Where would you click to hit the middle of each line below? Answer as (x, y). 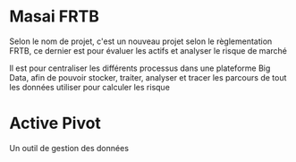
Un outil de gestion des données (69, 148)
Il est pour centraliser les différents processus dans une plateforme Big (140, 68)
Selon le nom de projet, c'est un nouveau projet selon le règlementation (141, 41)
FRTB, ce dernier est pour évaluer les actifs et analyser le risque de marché (148, 50)
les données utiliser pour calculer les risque (89, 87)
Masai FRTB (55, 17)
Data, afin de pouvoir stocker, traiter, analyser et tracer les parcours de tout (148, 77)
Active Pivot (55, 124)
